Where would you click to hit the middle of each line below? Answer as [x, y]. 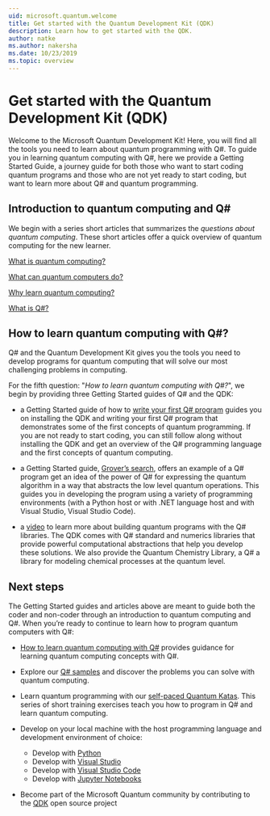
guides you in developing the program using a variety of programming [136, 494]
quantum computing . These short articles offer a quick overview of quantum [135, 237]
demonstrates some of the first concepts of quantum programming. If [135, 427]
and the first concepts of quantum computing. [96, 452]
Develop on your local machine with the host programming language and [141, 729]
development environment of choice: [81, 738]
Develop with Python [66, 753]
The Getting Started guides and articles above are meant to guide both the [132, 606]
